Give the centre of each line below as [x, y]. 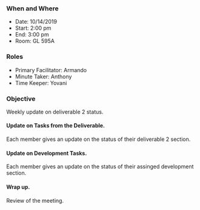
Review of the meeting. [35, 200]
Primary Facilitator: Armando [51, 70]
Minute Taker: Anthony [43, 76]
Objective [21, 98]
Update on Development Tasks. [47, 153]
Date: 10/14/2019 [36, 22]
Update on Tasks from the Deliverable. [55, 126]
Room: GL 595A [35, 41]
